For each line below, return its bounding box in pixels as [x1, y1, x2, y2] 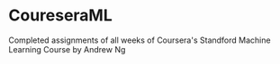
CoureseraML [8, 5, 113, 26]
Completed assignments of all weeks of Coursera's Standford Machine [8, 35, 271, 45]
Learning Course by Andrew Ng [8, 44, 126, 54]
